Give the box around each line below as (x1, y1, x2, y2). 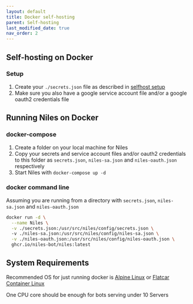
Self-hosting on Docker (6, 52, 94, 62)
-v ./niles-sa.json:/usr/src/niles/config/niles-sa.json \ (11, 230, 159, 237)
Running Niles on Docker (6, 113, 99, 123)
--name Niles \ (11, 220, 49, 226)
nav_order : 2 (6, 31, 38, 36)
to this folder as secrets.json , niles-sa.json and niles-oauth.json (14, 156, 177, 163)
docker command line (6, 183, 69, 192)
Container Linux (6, 280, 45, 287)
